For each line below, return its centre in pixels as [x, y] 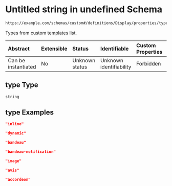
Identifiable [114, 49]
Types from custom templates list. [41, 33]
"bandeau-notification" [31, 152]
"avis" [12, 170]
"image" [14, 161]
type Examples [29, 113]
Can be [17, 60]
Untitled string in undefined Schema [84, 9]
